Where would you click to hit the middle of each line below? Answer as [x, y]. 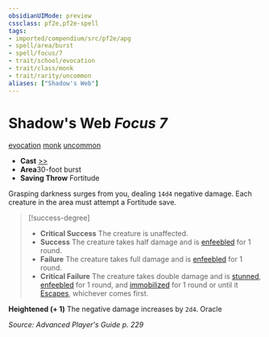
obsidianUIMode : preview [50, 16]
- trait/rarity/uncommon [50, 76]
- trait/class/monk [41, 69]
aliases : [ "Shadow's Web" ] [54, 83]
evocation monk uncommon [55, 145]
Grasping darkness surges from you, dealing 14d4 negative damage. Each [130, 193]
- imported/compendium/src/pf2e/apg [70, 38]
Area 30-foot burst [51, 169]
